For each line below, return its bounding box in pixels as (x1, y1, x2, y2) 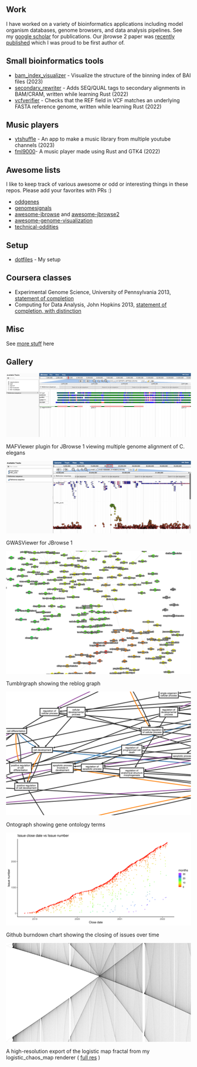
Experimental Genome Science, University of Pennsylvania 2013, (14, 288, 171, 296)
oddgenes (14, 198, 39, 205)
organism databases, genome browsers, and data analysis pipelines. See (6, 26, 183, 34)
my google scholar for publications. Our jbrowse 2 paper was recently (6, 32, 175, 40)
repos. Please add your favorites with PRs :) (6, 187, 112, 194)
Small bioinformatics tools (6, 56, 104, 66)
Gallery (6, 357, 33, 367)
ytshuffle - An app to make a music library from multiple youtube (14, 135, 171, 143)
